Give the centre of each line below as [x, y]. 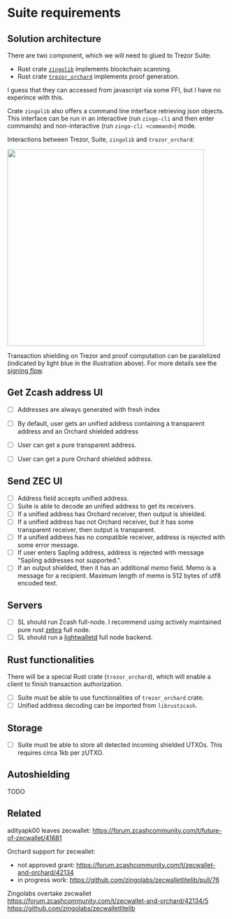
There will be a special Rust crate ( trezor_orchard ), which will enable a [109, 677]
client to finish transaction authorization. [65, 684]
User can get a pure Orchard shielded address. [85, 459]
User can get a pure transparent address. [77, 445]
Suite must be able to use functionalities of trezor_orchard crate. [111, 698]
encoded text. [37, 583]
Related [24, 814]
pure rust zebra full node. [54, 630]
